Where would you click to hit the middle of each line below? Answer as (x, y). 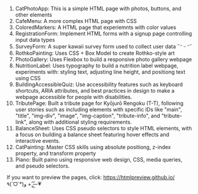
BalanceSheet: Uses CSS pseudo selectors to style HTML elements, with (103, 128)
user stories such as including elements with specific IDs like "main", (98, 109)
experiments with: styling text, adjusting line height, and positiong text (100, 72)
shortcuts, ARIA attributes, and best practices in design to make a (95, 91)
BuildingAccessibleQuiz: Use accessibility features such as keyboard (99, 84)
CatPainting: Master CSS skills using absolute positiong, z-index (93, 147)
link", (21, 122)
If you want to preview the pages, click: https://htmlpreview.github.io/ (91, 177)
